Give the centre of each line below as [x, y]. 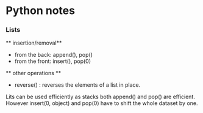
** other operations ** [34, 73]
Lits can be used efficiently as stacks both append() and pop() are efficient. [101, 97]
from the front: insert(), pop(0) [53, 61]
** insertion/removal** [34, 43]
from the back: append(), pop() [53, 55]
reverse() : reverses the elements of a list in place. [77, 85]
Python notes [41, 11]
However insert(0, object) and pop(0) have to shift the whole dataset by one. [102, 103]
